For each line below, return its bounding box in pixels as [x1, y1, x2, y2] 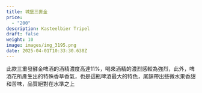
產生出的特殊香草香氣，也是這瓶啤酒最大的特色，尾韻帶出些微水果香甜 [22, 73, 196, 80]
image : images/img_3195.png [6, 43, 77, 49]
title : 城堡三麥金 [6, 8, 48, 15]
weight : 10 [6, 37, 34, 43]
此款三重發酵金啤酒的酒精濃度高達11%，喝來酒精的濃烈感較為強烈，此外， [6, 65, 190, 72]
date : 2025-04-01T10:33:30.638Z [6, 48, 87, 54]
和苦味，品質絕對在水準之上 [6, 80, 75, 87]
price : [6, 14, 23, 20]
